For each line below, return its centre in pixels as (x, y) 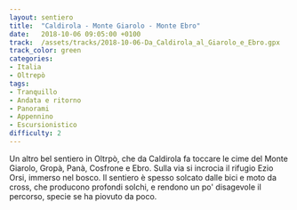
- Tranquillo (33, 92)
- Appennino (31, 117)
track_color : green (45, 51)
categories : (31, 59)
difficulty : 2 (36, 133)
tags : (19, 84)
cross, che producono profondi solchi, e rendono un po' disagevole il (136, 187)
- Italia (25, 68)
